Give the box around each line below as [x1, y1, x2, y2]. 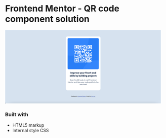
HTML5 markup [12, 122, 44, 128]
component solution [5, 13, 90, 25]
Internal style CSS [12, 128, 49, 134]
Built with [5, 111, 29, 118]
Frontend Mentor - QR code [5, 3, 120, 14]
